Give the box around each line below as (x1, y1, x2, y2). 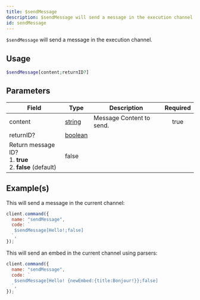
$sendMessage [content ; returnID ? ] (6, 69, 89, 75)
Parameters (6, 86, 51, 96)
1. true (9, 155, 29, 164)
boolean (64, 131, 88, 139)
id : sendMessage (6, 20, 46, 26)
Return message (9, 140, 55, 149)
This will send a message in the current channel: (6, 199, 125, 206)
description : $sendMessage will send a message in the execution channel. (6, 14, 196, 20)
